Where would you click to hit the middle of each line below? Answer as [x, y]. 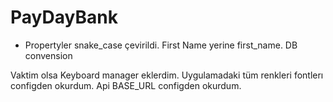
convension [48, 55]
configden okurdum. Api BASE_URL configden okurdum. [126, 85]
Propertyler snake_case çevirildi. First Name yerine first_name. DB [161, 45]
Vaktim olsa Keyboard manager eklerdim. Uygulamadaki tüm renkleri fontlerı [167, 75]
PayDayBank [64, 17]
